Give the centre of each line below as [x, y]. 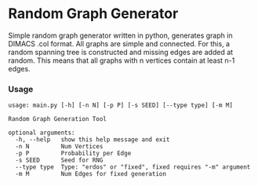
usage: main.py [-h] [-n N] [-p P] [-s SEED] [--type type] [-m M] [121, 106]
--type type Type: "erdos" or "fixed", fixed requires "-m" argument [133, 167]
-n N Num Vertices [59, 147]
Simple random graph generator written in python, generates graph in [120, 35]
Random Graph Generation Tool [58, 119]
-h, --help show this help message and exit [93, 140]
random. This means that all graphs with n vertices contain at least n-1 [122, 60]
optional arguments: [42, 133]
